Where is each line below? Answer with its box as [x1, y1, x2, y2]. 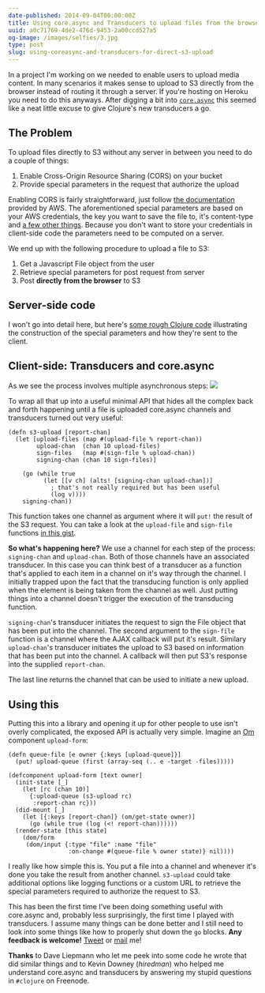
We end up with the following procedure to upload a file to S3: [8, 243, 210, 253]
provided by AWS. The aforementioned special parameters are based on [8, 203, 243, 213]
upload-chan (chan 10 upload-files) [36, 442, 160, 450]
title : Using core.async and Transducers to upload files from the [8, 19, 235, 27]
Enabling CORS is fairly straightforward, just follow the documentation [8, 194, 235, 204]
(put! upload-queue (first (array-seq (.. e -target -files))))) [15, 758, 235, 766]
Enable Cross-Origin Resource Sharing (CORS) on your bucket [19, 171, 222, 180]
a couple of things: [8, 156, 69, 165]
